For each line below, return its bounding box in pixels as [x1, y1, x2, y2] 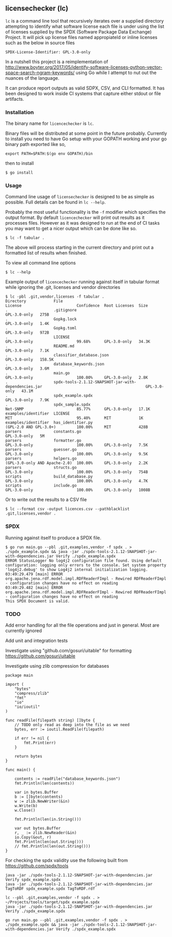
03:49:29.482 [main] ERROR [5, 585, 63, 590]
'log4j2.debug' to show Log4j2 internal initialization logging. [5, 567, 148, 572]
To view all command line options [5, 260, 76, 266]
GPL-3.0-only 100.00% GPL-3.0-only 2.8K [5, 375, 148, 380]
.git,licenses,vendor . [5, 511, 56, 516]
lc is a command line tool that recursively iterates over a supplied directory [5, 17, 164, 24]
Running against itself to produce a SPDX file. [5, 535, 102, 541]
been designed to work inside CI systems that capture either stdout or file [5, 90, 161, 97]
